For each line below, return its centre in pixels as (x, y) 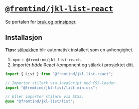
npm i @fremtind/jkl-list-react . (47, 59)
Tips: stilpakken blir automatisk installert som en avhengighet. (69, 50)
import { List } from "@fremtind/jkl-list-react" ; (59, 74)
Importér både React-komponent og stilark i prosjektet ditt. (73, 65)
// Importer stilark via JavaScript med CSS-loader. (61, 83)
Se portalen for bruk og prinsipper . (41, 22)
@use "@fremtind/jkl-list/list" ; (40, 101)
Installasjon (24, 37)
